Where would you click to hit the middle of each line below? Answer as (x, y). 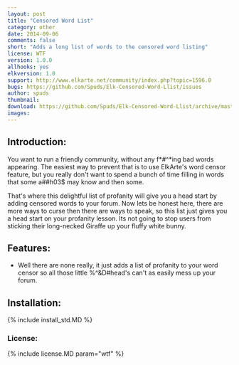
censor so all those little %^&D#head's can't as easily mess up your (116, 273)
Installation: (34, 303)
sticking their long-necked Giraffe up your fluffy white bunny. (97, 226)
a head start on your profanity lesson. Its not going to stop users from (109, 218)
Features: (29, 248)
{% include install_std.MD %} (50, 320)
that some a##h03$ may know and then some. (76, 181)
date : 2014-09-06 (33, 34)
